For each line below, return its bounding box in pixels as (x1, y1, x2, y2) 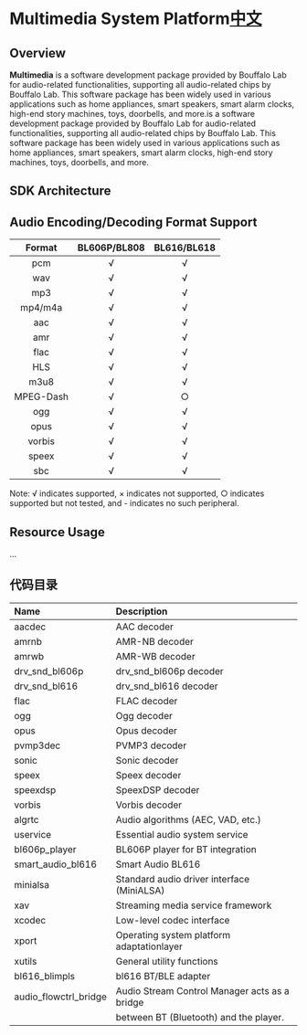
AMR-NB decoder (115, 635, 195, 648)
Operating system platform (115, 928, 231, 941)
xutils (14, 955, 37, 967)
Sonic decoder (115, 754, 179, 766)
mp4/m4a (19, 301, 63, 314)
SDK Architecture (9, 184, 111, 199)
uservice (14, 828, 52, 840)
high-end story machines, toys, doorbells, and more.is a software (9, 109, 256, 119)
